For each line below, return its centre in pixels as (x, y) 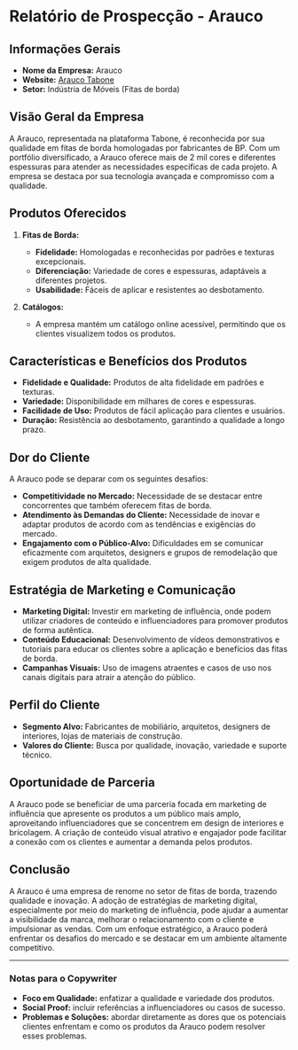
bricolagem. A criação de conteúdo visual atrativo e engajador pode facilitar (148, 832)
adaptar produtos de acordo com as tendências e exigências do (139, 524)
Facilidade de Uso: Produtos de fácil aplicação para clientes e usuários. (153, 411)
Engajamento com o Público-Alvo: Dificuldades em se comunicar (143, 544)
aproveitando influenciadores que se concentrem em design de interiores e (147, 823)
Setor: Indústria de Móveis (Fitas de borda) (101, 89)
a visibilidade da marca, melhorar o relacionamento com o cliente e (132, 919)
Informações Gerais (65, 49)
